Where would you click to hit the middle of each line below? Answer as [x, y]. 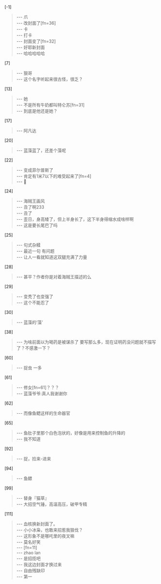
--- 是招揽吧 [29, 558]
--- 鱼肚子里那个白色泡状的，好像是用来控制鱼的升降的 [71, 433]
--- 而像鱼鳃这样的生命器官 [43, 413]
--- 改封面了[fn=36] [36, 23]
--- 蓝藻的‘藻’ [29, 322]
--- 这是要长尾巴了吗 [37, 225]
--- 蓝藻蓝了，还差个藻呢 [41, 150]
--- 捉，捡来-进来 [34, 459]
